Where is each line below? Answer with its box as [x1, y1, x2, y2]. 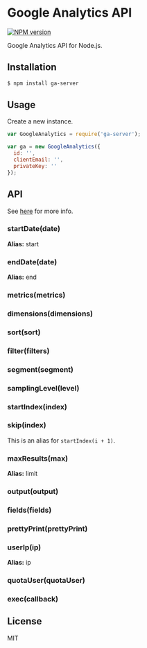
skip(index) [7, 420, 46, 430]
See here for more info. [7, 207, 73, 215]
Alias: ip [7, 559, 31, 567]
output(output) [7, 487, 59, 497]
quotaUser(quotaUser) [7, 576, 85, 586]
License [7, 615, 42, 627]
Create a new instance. [7, 117, 73, 126]
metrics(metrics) [7, 290, 66, 300]
